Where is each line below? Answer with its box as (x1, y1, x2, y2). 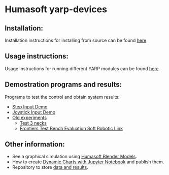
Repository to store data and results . (12, 164, 88, 170)
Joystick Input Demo (12, 109, 56, 115)
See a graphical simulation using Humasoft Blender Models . (12, 154, 138, 160)
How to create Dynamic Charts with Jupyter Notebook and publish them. (12, 159, 164, 165)
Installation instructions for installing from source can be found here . (5, 37, 148, 43)
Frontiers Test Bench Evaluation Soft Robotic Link (19, 125, 123, 131)
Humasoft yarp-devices (5, 4, 108, 15)
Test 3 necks (19, 120, 47, 126)
